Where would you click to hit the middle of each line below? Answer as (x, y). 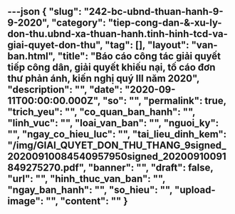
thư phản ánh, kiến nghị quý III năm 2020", (104, 79)
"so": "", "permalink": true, (164, 101)
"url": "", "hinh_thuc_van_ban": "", (87, 179)
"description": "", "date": (65, 90)
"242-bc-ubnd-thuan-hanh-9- (153, 12)
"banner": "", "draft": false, (151, 168)
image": (26, 202)
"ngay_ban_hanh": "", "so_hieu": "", (90, 190)
